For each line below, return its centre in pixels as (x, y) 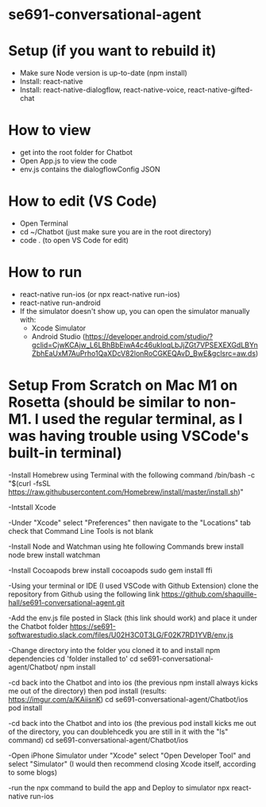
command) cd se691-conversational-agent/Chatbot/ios (98, 739)
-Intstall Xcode (32, 507)
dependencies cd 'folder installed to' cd (73, 658)
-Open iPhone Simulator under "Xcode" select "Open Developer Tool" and (129, 755)
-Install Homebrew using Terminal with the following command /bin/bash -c (132, 475)
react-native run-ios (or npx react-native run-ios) (100, 294)
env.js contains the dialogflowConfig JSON (90, 169)
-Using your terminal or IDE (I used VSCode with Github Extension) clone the (134, 585)
